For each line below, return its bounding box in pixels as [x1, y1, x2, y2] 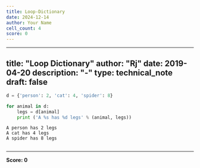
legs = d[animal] [17, 109, 60, 115]
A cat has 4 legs [6, 130, 49, 137]
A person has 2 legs [6, 125, 58, 131]
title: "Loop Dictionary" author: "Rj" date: [6, 58, 164, 68]
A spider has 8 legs [6, 135, 58, 141]
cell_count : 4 [6, 25, 42, 31]
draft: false [6, 77, 48, 87]
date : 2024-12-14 [6, 14, 49, 20]
